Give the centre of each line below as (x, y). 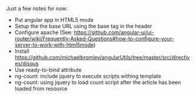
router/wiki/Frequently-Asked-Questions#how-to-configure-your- (94, 39)
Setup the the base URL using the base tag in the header (83, 26)
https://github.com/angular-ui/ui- (114, 32)
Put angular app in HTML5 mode (54, 20)
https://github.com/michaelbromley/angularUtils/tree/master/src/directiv (102, 57)
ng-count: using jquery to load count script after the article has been (98, 82)
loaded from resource (41, 88)
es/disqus (26, 63)
